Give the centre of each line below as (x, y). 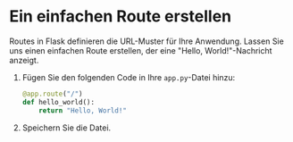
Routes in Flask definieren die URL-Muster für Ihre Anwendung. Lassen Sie (146, 41)
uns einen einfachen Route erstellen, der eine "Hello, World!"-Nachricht (141, 50)
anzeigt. (24, 60)
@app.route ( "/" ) (52, 94)
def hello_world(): (59, 102)
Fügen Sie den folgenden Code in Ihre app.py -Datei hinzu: (129, 77)
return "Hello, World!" (83, 110)
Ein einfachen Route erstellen (121, 17)
